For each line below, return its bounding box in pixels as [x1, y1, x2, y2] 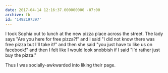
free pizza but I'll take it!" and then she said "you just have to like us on [5, 42, 153, 48]
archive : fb [5, 12, 30, 17]
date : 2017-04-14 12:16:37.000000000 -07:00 [5, 7, 100, 13]
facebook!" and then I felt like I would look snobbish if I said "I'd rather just [5, 47, 160, 53]
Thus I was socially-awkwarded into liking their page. [5, 62, 116, 68]
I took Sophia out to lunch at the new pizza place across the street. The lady [5, 31, 163, 37]
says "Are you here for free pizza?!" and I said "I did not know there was [5, 36, 155, 42]
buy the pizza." [5, 52, 37, 58]
